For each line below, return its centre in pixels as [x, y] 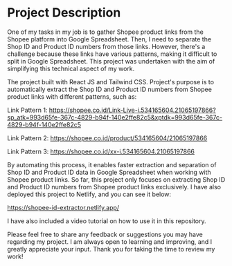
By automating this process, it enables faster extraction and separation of [112, 164]
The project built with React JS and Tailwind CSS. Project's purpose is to [111, 82]
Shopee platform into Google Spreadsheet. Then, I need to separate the [109, 39]
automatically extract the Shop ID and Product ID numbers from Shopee [110, 89]
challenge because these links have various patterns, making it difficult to [112, 54]
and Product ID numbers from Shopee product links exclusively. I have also [114, 187]
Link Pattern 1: [27, 110]
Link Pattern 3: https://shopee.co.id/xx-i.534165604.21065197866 [101, 151]
